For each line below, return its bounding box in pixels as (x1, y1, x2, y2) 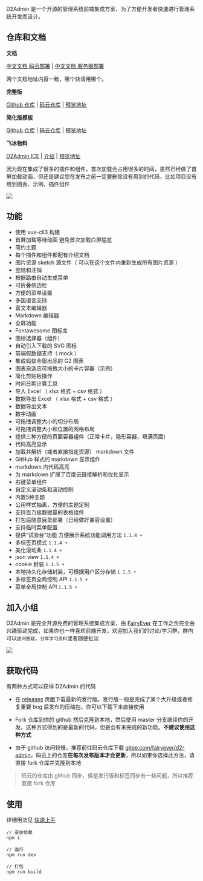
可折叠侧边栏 (14, 281, 47, 289)
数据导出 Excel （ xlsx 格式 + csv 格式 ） (14, 395, 116, 402)
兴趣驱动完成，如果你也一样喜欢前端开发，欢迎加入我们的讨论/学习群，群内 (6, 627, 194, 635)
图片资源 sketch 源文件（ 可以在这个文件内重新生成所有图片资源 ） (14, 259, 181, 266)
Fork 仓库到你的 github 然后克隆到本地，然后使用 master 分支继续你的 (14, 716, 188, 724)
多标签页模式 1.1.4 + (14, 538, 68, 546)
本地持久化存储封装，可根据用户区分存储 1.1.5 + (14, 568, 137, 575)
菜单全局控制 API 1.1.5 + (14, 583, 78, 590)
